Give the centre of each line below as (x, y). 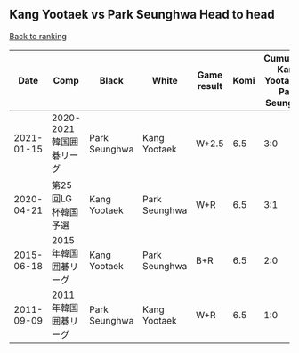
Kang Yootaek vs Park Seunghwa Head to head (142, 15)
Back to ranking (38, 36)
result (210, 86)
